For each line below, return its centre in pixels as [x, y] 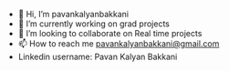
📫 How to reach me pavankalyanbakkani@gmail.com [119, 44]
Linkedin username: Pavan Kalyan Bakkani [98, 56]
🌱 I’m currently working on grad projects [94, 24]
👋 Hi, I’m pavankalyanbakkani [73, 14]
